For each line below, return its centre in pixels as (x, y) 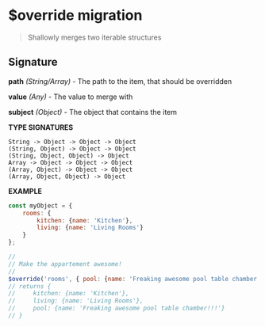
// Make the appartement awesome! (65, 264)
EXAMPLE (25, 191)
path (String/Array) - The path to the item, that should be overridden (120, 81)
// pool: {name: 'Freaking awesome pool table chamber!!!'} (117, 308)
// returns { (30, 286)
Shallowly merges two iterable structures (94, 37)
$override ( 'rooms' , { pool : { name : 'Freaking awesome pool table (118, 279)
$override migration (75, 15)
